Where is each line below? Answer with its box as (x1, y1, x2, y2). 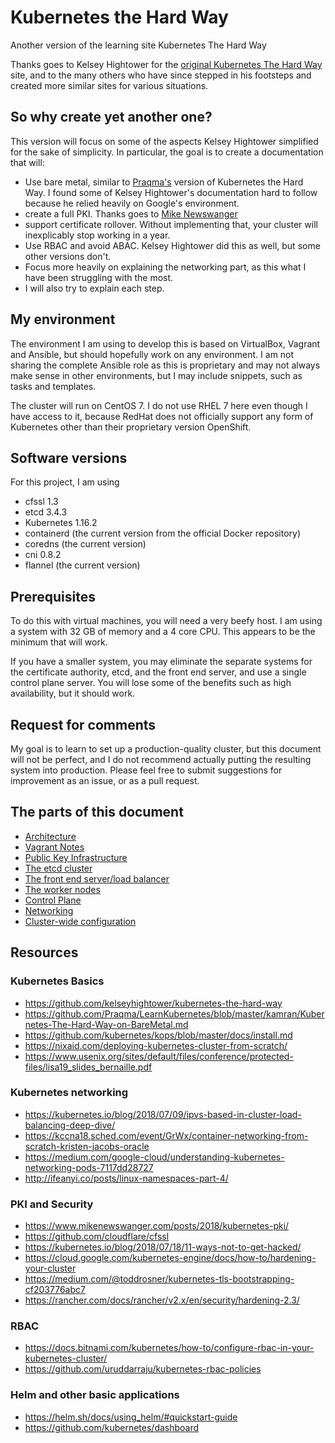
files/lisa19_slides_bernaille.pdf (24, 1061, 153, 1073)
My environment (10, 311, 116, 328)
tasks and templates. (10, 380, 97, 392)
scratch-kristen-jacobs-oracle (24, 1140, 150, 1152)
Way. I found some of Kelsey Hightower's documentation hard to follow (24, 186, 318, 198)
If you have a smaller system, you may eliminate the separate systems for (10, 656, 313, 668)
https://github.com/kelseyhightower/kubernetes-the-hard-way (24, 997, 283, 1009)
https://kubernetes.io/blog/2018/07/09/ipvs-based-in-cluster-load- (24, 1108, 302, 1120)
